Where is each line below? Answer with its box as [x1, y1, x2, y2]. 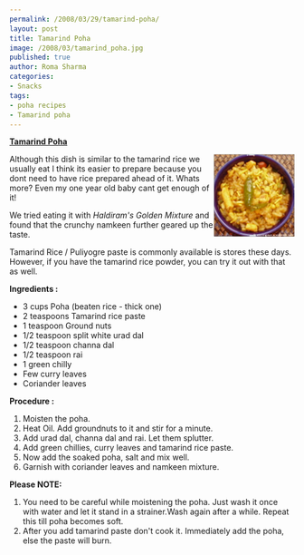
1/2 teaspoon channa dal [22, 340, 115, 351]
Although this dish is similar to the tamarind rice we [9, 154, 201, 165]
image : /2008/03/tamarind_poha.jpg [9, 44, 144, 53]
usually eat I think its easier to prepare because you [9, 163, 202, 174]
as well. [9, 266, 38, 277]
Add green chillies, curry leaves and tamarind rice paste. [22, 443, 233, 453]
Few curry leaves [22, 368, 88, 380]
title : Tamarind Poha [9, 34, 91, 43]
